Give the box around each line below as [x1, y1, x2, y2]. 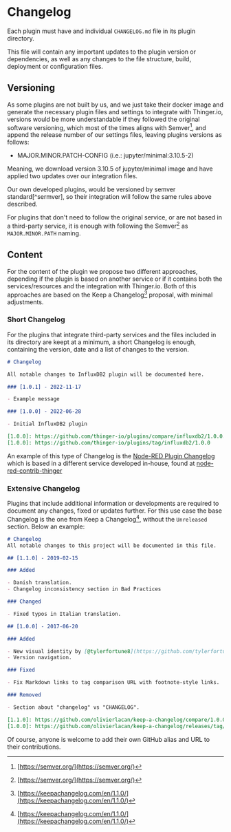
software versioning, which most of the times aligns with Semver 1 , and [7, 122, 206, 131]
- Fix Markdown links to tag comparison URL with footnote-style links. [7, 679, 220, 686]
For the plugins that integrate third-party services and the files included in [7, 330, 217, 339]
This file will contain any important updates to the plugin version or [7, 47, 197, 56]
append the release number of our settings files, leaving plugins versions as [7, 131, 222, 139]
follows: [7, 138, 30, 147]
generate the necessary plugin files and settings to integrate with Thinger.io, [7, 107, 223, 116]
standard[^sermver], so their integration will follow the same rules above [7, 193, 212, 201]
